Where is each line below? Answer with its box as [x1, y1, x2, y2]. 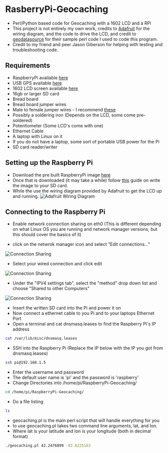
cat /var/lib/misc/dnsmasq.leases [5, 336, 78, 341]
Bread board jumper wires [12, 101, 67, 107]
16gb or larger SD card [12, 90, 59, 96]
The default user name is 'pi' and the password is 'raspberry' [12, 375, 139, 381]
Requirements [5, 61, 50, 70]
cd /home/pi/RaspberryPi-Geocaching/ [5, 390, 84, 395]
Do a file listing [12, 399, 44, 404]
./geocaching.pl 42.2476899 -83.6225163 [5, 443, 91, 448]
